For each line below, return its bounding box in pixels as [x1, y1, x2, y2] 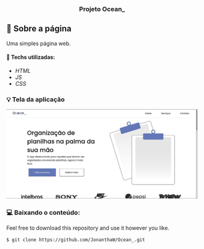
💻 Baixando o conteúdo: [6, 208, 81, 217]
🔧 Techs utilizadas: [6, 53, 56, 61]
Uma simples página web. [6, 39, 71, 47]
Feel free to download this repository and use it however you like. [6, 224, 170, 232]
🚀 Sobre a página [6, 24, 72, 34]
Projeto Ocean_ [78, 5, 126, 13]
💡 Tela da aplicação [6, 95, 65, 103]
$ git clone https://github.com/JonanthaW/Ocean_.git [6, 237, 146, 243]
